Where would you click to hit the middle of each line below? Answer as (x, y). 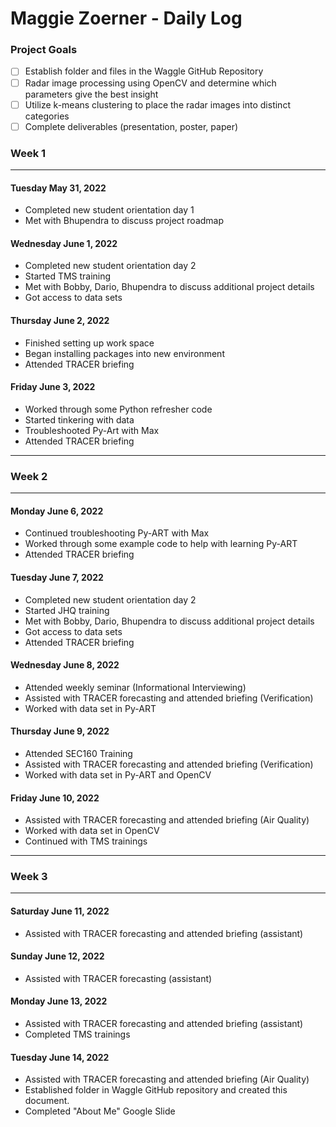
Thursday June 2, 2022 (60, 321)
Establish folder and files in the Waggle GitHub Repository (144, 71)
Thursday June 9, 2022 (60, 731)
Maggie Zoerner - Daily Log (126, 18)
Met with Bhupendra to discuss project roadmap (124, 221)
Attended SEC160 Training (78, 753)
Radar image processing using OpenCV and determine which (150, 83)
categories (47, 116)
